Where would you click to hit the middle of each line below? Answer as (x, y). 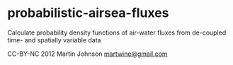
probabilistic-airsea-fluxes (88, 13)
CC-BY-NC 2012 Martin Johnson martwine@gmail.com (87, 54)
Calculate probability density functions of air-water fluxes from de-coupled (117, 32)
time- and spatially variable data (54, 40)
